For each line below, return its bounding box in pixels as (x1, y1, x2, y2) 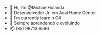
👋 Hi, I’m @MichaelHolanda (9, 5, 65, 10)
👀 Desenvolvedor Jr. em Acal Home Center (9, 10, 96, 16)
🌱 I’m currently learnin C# (9, 15, 61, 20)
